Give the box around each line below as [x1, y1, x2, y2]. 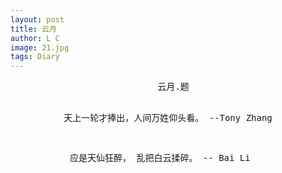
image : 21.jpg [10, 42, 70, 53]
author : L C [10, 33, 60, 43]
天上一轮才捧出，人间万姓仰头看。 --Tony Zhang [63, 112, 273, 124]
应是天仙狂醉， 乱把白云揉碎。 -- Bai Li [69, 152, 251, 164]
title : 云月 [10, 24, 57, 34]
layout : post [10, 14, 65, 25]
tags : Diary [10, 52, 60, 62]
